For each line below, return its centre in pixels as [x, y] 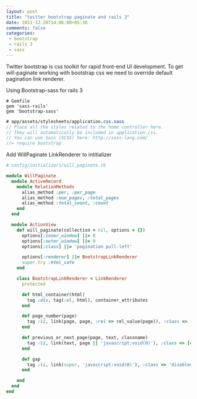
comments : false [26, 28]
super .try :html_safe [48, 263]
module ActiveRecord [36, 181]
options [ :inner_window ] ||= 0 [58, 235]
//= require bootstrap [34, 143]
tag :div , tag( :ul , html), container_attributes [88, 300]
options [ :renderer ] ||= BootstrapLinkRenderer [79, 257]
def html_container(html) [53, 295]
